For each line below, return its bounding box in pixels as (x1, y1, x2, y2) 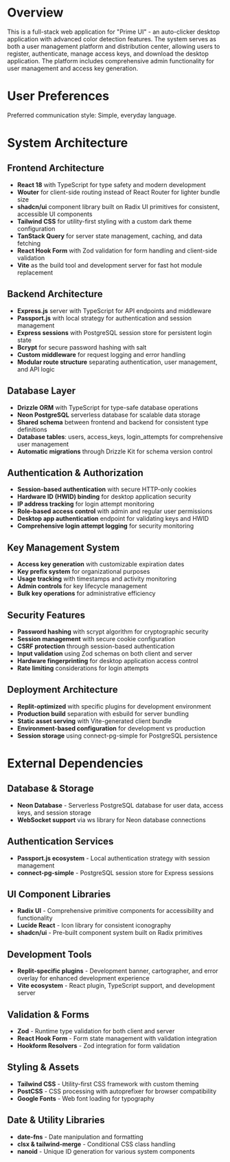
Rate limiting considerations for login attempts (16, 664, 149, 672)
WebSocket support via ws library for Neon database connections (16, 815, 206, 824)
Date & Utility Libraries (7, 1115, 105, 1126)
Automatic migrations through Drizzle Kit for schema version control (16, 447, 213, 455)
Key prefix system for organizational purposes (16, 568, 150, 576)
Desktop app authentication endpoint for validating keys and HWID (16, 515, 209, 523)
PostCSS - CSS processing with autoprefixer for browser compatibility (16, 1087, 217, 1095)
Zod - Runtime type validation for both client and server (16, 1027, 175, 1035)
